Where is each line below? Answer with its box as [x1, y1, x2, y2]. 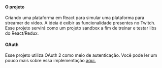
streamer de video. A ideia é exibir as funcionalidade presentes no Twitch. [5, 20, 156, 26]
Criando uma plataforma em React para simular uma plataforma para [5, 15, 144, 21]
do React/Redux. [5, 30, 39, 36]
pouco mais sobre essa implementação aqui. [5, 58, 96, 64]
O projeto [5, 4, 25, 10]
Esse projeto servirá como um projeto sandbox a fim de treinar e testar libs [5, 25, 157, 31]
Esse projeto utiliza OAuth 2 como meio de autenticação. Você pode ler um [5, 52, 158, 58]
